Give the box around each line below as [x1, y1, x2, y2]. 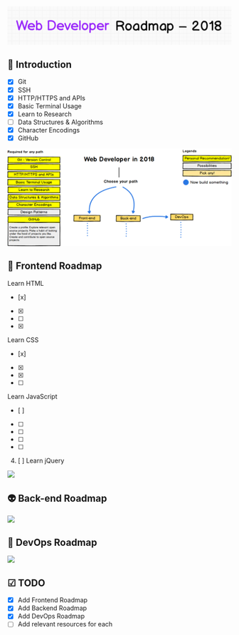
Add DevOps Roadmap [17, 612, 85, 621]
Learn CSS [7, 335, 39, 344]
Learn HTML [7, 279, 44, 287]
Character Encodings [17, 125, 80, 134]
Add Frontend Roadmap [17, 596, 87, 604]
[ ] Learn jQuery [17, 456, 65, 465]
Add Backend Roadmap [17, 604, 87, 612]
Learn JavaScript [7, 392, 58, 401]
